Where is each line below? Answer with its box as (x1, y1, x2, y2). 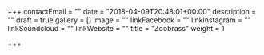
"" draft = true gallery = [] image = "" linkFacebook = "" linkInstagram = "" (7, 15, 251, 25)
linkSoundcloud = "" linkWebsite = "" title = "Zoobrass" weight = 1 (7, 24, 225, 33)
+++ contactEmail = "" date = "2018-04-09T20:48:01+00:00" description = (7, 7, 257, 16)
